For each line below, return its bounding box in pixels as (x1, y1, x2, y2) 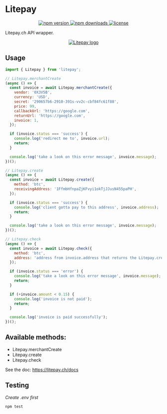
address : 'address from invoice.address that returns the (14, 255, 137, 260)
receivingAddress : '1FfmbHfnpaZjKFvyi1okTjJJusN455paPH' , (14, 187, 137, 192)
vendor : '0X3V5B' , (14, 90, 52, 95)
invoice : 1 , (14, 118, 39, 123)
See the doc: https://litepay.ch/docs (5, 367, 79, 373)
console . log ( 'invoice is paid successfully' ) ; (9, 315, 108, 320)
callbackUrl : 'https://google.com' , (14, 108, 90, 113)
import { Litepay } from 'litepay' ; (5, 67, 81, 72)
